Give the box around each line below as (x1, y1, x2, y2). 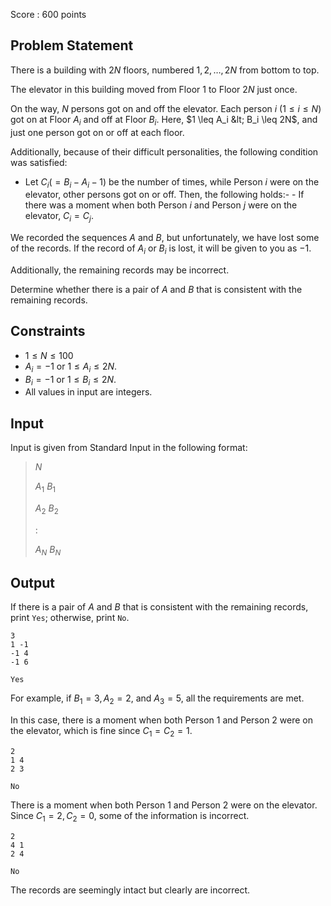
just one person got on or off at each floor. (10, 126, 185, 138)
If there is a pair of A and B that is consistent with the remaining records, (10, 601, 309, 613)
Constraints (10, 323, 86, 340)
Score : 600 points (10, 9, 87, 20)
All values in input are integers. (24, 386, 153, 398)
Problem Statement (10, 37, 134, 54)
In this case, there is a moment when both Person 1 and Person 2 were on (10, 714, 314, 726)
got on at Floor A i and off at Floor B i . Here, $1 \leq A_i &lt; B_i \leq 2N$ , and (10, 113, 318, 128)
